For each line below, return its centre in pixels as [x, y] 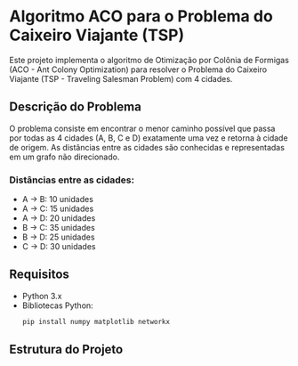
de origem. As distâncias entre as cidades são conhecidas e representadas [147, 147]
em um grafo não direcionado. [64, 157]
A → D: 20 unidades [59, 218]
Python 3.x [42, 296]
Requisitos [39, 275]
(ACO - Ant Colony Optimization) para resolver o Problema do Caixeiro [138, 69]
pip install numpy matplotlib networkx [96, 321]
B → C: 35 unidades [58, 228]
